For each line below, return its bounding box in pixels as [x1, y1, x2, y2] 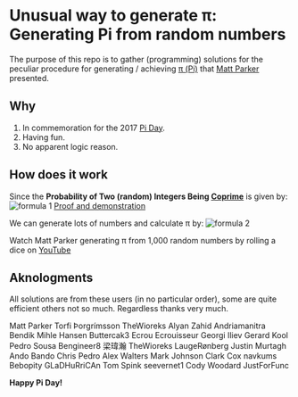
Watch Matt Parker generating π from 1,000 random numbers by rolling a [9, 235, 277, 245]
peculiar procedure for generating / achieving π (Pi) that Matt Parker [9, 63, 260, 74]
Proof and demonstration [54, 200, 145, 211]
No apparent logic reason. [21, 141, 119, 152]
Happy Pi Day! [9, 377, 63, 388]
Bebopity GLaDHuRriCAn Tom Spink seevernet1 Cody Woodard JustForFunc [9, 360, 290, 371]
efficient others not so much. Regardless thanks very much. [9, 303, 229, 314]
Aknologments [9, 269, 94, 285]
